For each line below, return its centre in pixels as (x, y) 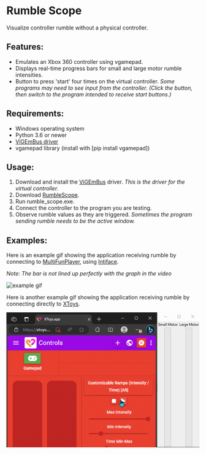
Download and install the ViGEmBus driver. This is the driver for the (100, 182)
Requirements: (35, 114)
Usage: (21, 167)
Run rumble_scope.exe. (45, 202)
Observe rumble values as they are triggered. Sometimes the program (104, 215)
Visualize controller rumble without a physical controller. (77, 28)
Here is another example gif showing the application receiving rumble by (98, 298)
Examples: (27, 240)
